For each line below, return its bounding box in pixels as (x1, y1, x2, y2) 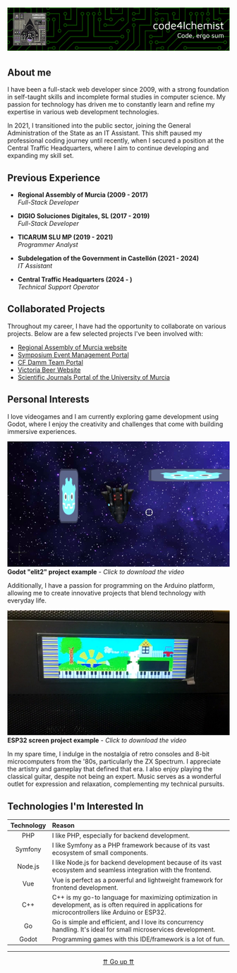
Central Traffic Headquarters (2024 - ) (17, 275, 133, 284)
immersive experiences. (7, 427, 77, 435)
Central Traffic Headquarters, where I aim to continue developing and (7, 144, 209, 152)
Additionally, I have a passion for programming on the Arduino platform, (7, 581, 215, 589)
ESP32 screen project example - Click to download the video (7, 736, 187, 744)
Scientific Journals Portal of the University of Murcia (17, 373, 171, 381)
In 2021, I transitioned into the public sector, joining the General (7, 121, 191, 130)
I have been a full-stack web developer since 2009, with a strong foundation (7, 85, 229, 94)
